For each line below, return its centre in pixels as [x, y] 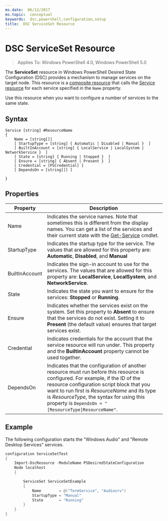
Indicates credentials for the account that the [99, 339]
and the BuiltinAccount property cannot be [98, 351]
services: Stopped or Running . [83, 297]
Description [104, 208]
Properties [22, 194]
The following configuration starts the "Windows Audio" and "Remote [77, 439]
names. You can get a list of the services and [99, 229]
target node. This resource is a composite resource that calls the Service [80, 83]
